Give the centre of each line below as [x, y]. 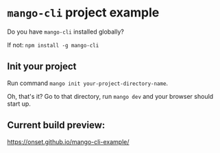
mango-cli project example [83, 13]
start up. [19, 104]
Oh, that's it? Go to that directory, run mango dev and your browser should [110, 96]
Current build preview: [56, 125]
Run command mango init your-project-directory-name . [88, 83]
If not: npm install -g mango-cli [53, 45]
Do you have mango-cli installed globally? [66, 32]
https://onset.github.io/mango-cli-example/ [68, 141]
